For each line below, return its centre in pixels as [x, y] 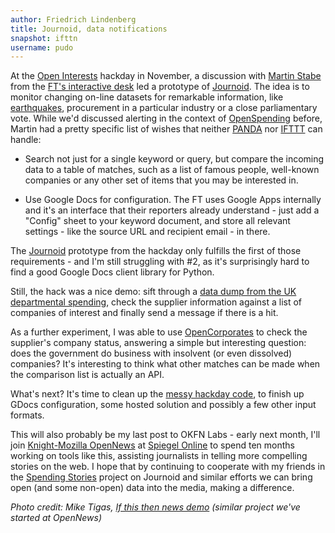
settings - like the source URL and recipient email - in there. [147, 232]
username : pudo [42, 47]
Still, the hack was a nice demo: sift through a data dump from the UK [153, 292]
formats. [27, 415]
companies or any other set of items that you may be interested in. [161, 180]
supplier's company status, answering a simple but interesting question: [158, 343]
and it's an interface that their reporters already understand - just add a [172, 210]
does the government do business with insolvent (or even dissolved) [151, 353]
